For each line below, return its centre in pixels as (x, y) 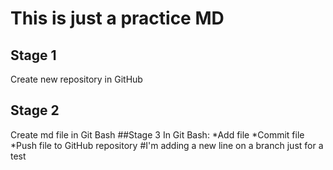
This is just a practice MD (117, 18)
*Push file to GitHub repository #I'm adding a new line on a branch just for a (167, 145)
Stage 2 (35, 110)
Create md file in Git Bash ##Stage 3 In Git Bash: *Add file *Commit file (157, 134)
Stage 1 (33, 55)
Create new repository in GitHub (76, 79)
